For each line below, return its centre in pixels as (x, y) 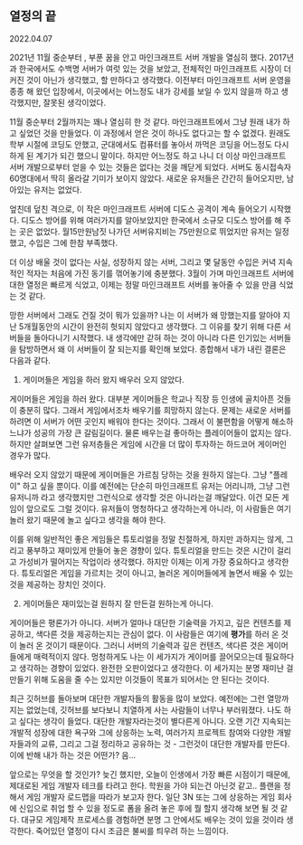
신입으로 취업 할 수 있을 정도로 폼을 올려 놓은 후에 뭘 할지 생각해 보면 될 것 (148, 808)
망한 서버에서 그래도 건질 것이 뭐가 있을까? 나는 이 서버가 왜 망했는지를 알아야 (145, 315)
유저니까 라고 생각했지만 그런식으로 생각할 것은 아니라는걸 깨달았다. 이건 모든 (145, 497)
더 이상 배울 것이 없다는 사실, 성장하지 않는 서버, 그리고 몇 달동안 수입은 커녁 (143, 261)
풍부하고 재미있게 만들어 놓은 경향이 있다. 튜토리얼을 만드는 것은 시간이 (150, 550)
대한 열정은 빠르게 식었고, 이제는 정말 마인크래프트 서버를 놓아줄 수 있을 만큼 (143, 284)
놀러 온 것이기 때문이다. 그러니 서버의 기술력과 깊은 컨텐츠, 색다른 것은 (142, 645)
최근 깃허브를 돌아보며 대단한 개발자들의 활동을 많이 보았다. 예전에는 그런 (137, 698)
